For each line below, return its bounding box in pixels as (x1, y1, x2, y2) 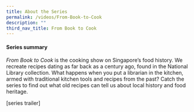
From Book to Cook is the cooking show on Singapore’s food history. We (6, 57, 183, 64)
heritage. (6, 88, 28, 95)
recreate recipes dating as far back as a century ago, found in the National (6, 63, 188, 70)
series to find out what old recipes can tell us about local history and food (6, 82, 186, 89)
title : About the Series (6, 8, 68, 15)
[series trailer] (6, 100, 40, 107)
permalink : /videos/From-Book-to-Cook (6, 14, 102, 20)
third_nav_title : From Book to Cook (6, 25, 97, 31)
